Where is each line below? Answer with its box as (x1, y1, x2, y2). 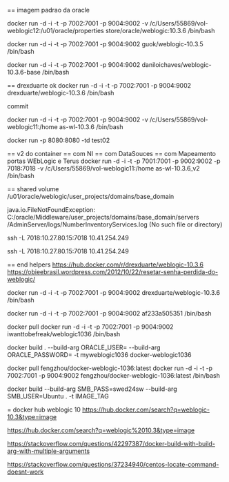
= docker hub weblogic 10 (7, 405, 81, 414)
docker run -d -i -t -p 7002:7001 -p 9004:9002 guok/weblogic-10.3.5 (7, 40, 203, 48)
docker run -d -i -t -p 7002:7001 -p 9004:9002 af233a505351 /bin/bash (7, 309, 212, 317)
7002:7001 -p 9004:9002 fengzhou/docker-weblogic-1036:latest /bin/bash (7, 372, 221, 379)
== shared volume (7, 185, 59, 193)
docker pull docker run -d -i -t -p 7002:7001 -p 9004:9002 (7, 322, 174, 331)
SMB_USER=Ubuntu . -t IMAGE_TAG (7, 392, 109, 400)
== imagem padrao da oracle (7, 6, 90, 14)
